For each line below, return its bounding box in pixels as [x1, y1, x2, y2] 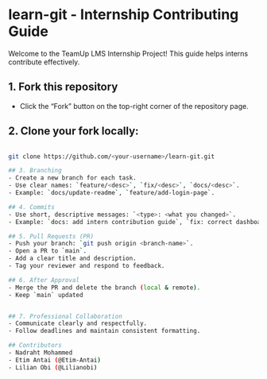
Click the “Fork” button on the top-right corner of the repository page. [19, 101, 249, 110]
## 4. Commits [8, 203, 56, 211]
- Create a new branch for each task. [8, 174, 137, 182]
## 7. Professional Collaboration [8, 312, 123, 320]
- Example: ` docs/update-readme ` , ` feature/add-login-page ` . [8, 189, 215, 197]
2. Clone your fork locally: [8, 125, 139, 138]
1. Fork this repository [8, 80, 118, 94]
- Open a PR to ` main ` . [8, 247, 87, 255]
